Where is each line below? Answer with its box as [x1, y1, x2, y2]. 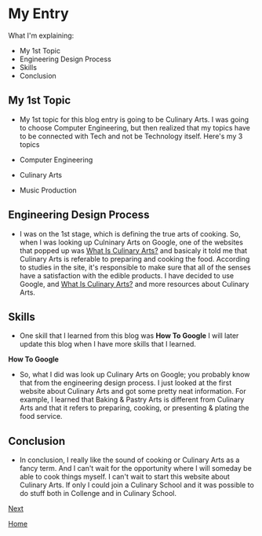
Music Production [19, 185, 77, 195]
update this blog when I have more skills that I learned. [19, 340, 196, 349]
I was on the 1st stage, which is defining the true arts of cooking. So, [19, 229, 241, 238]
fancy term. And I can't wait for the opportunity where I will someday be [19, 464, 253, 473]
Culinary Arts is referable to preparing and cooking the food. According [19, 254, 250, 263]
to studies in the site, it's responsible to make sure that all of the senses [19, 262, 251, 272]
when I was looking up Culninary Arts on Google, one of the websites [19, 237, 243, 247]
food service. [19, 412, 63, 421]
